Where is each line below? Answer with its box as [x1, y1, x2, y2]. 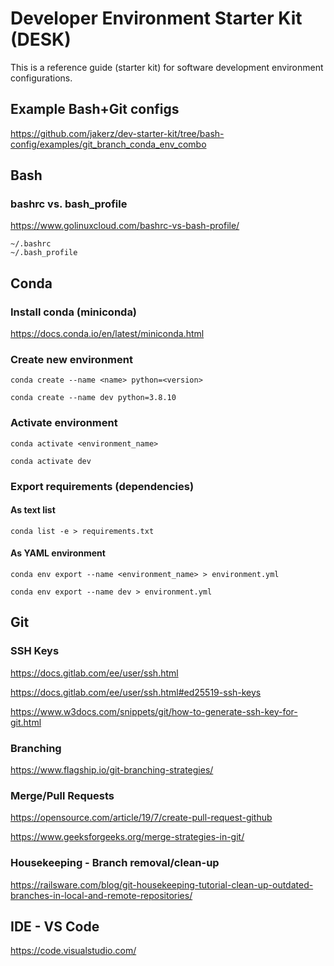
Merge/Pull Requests [10, 788, 115, 802]
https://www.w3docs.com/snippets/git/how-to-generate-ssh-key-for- [10, 705, 298, 717]
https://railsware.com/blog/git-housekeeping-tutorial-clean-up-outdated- [10, 878, 314, 891]
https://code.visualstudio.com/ [10, 945, 137, 957]
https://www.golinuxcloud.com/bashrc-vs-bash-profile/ [10, 220, 240, 232]
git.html [10, 716, 42, 728]
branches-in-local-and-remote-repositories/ [10, 889, 193, 901]
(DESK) [10, 28, 72, 51]
